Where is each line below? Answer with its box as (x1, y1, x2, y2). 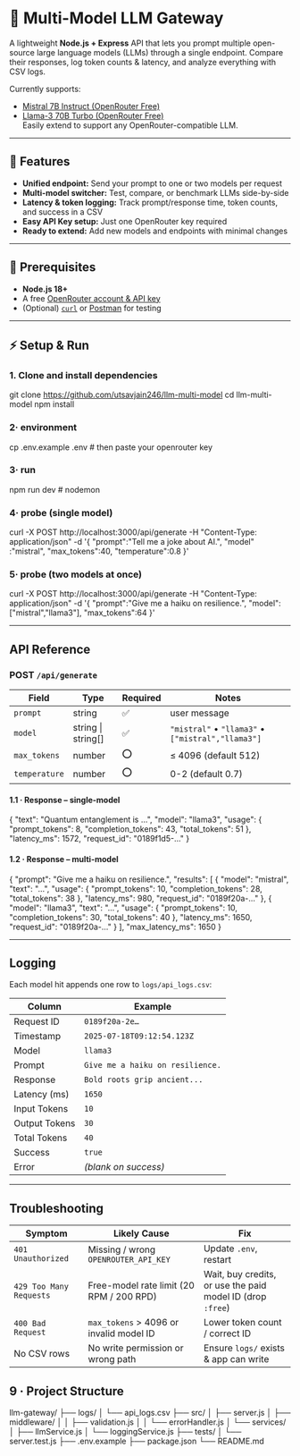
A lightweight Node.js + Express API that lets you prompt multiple (9, 38, 252, 48)
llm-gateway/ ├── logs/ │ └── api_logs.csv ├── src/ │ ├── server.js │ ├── (9, 1407, 291, 1418)
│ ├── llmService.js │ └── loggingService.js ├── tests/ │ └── (9, 1426, 242, 1436)
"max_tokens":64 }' (83, 607, 155, 618)
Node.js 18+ (21, 284, 69, 294)
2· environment (9, 421, 78, 434)
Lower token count (204, 1316, 283, 1329)
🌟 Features (9, 154, 71, 169)
